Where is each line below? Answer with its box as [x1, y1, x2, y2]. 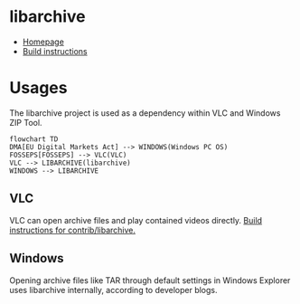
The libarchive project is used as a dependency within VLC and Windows [9, 107, 281, 119]
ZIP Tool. [9, 117, 42, 128]
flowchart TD [9, 134, 59, 144]
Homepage [22, 36, 65, 47]
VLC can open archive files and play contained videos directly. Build [9, 214, 263, 225]
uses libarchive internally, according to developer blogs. [9, 284, 219, 295]
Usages [9, 78, 68, 99]
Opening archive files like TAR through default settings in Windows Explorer [9, 274, 291, 286]
